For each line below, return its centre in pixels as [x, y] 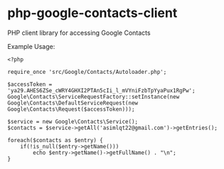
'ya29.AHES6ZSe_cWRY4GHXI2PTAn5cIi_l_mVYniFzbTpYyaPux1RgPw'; [101, 90]
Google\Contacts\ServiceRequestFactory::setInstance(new [94, 97]
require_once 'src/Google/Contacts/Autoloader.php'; [87, 72]
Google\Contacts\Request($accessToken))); [71, 109]
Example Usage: [31, 46]
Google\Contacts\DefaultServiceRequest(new [73, 103]
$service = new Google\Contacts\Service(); [73, 121]
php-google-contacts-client [92, 13]
